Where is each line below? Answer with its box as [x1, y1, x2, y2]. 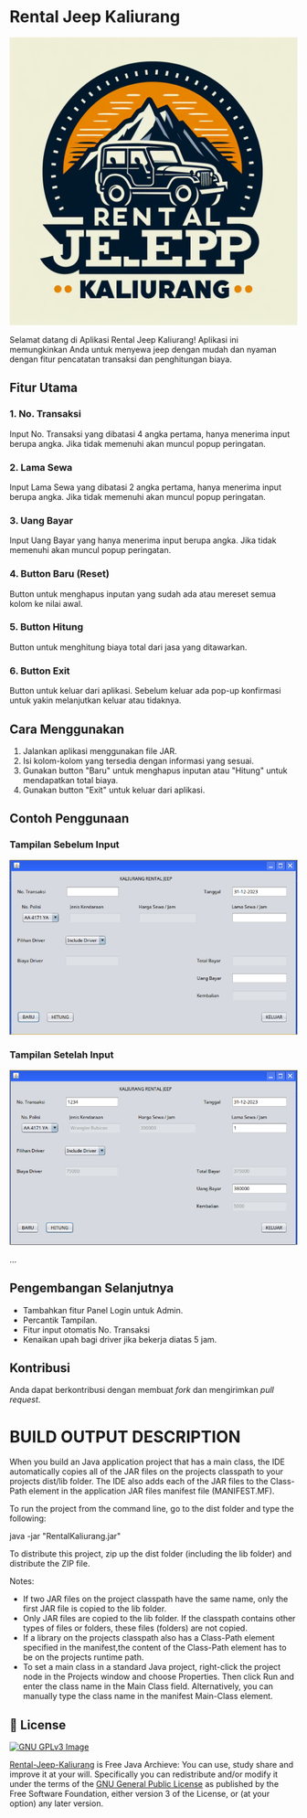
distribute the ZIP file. [9, 1558, 90, 1569]
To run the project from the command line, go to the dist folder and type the [9, 1504, 294, 1515]
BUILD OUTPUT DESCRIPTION [9, 1426, 241, 1447]
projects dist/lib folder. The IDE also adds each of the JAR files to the [9, 1476, 269, 1487]
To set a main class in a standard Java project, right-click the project [22, 1662, 281, 1673]
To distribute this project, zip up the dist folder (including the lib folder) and [9, 1548, 292, 1559]
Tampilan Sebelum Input [9, 838, 121, 851]
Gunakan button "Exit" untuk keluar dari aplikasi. [22, 784, 206, 795]
